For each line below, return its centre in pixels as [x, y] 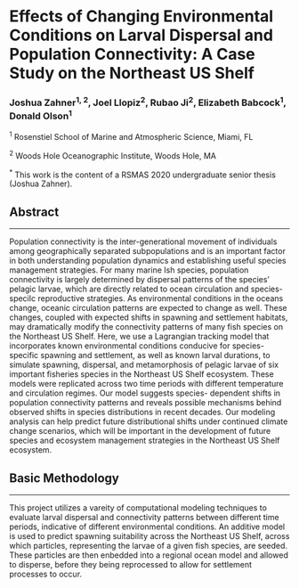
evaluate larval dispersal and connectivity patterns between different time [144, 517]
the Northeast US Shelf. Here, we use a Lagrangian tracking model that [139, 337]
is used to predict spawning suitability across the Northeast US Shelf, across [149, 535]
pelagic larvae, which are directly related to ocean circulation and [129, 289]
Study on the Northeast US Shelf [132, 73]
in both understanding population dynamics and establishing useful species [148, 261]
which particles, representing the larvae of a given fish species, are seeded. [148, 545]
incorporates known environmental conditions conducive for [120, 346]
